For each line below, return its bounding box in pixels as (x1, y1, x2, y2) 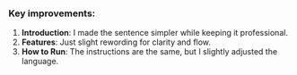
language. (21, 56, 59, 67)
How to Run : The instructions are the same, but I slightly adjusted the (21, 46, 278, 57)
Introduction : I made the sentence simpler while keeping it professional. (21, 28, 289, 38)
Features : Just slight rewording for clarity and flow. (21, 37, 212, 47)
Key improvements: (8, 7, 96, 20)
